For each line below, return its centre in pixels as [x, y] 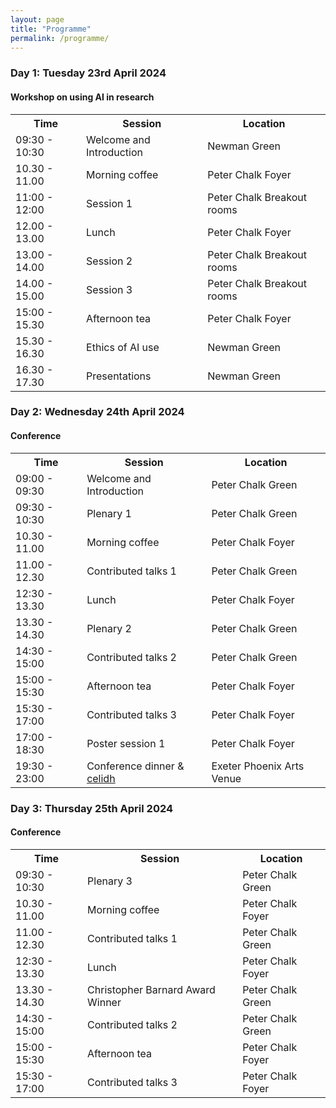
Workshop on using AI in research [82, 97]
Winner [104, 1002]
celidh [101, 778]
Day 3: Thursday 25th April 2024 [92, 808]
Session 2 [109, 261]
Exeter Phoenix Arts [258, 766]
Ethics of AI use [123, 347]
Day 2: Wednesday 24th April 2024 [97, 412]
